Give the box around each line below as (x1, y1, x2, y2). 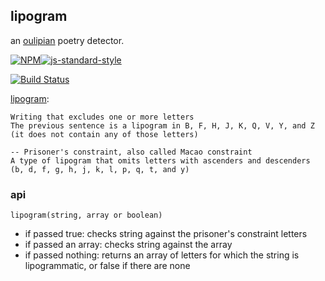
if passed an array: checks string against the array (24, 239, 233, 251)
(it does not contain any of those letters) (10, 129, 199, 139)
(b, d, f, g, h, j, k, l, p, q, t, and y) (10, 164, 190, 174)
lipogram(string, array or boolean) (10, 210, 163, 221)
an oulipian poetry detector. (10, 34, 125, 46)
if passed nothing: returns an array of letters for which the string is (24, 249, 300, 261)
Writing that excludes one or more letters (10, 112, 195, 122)
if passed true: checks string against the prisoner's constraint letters (24, 228, 308, 240)
